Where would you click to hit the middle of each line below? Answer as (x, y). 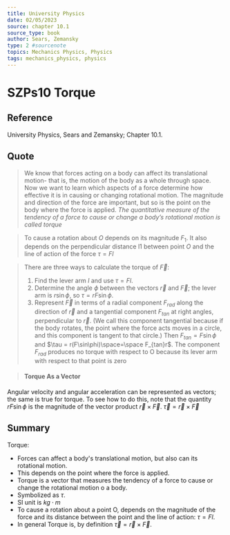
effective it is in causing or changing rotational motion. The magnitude (124, 195)
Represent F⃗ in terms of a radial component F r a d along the (119, 303)
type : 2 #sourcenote (37, 46)
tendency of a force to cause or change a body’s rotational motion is (122, 217)
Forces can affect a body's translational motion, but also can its (107, 458)
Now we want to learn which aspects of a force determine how (113, 188)
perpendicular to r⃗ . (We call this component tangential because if (129, 320)
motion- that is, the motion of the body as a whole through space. (117, 180)
